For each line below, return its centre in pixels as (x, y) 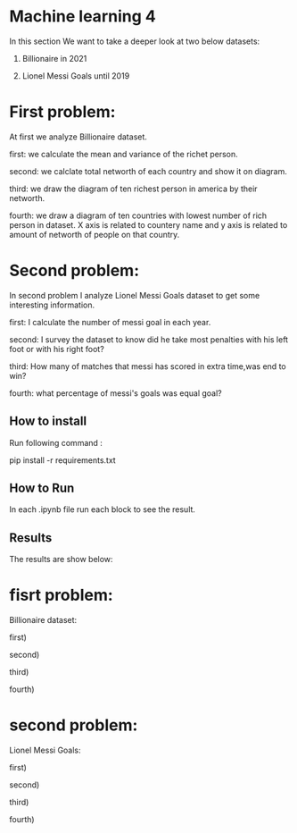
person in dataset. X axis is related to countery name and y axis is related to (148, 224)
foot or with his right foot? (57, 349)
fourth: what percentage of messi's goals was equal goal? (115, 393)
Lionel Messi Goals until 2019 (76, 76)
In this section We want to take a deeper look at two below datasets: (135, 41)
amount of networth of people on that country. (95, 234)
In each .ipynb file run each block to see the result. (103, 509)
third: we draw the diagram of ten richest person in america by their (133, 189)
